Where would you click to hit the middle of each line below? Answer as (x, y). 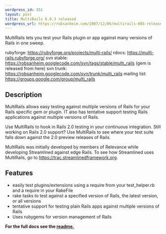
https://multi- (140, 53)
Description (23, 95)
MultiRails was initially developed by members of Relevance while (72, 147)
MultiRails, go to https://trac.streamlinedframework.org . (62, 157)
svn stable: (57, 58)
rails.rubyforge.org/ (25, 58)
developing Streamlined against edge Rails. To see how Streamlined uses (80, 153)
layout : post (19, 14)
